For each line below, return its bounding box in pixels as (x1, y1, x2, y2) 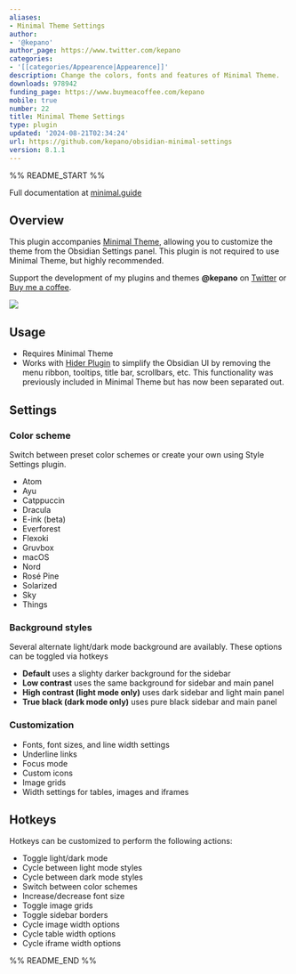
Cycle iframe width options (21, 938, 122, 949)
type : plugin (9, 121, 58, 130)
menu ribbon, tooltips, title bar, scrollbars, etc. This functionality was (21, 367, 274, 378)
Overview (9, 213, 65, 228)
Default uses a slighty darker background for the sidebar (21, 669, 231, 679)
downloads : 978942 (9, 79, 77, 88)
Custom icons (21, 767, 74, 778)
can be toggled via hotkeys (9, 651, 108, 662)
